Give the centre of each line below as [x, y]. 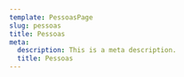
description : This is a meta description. [97, 50]
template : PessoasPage [51, 17]
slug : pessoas [36, 26]
